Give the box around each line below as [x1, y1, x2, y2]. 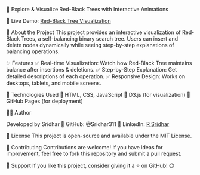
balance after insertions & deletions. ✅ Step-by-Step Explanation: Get [6, 66, 177, 73]
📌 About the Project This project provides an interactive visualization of [6, 29, 181, 36]
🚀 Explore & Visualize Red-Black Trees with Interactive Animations [6, 6, 169, 13]
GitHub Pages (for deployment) [6, 97, 84, 105]
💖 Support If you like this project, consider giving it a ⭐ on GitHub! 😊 [6, 162, 175, 169]
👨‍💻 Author [6, 109, 32, 116]
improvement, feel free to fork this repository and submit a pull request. [6, 150, 182, 157]
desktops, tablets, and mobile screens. [6, 79, 101, 87]
